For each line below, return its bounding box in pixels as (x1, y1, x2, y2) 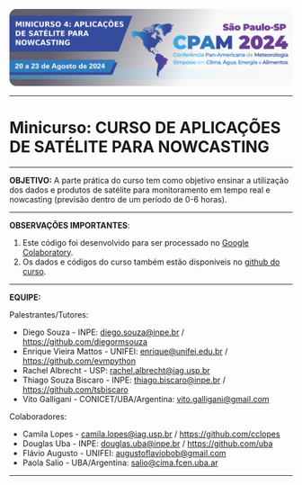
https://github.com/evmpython (22, 355, 137, 366)
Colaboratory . (22, 247, 74, 257)
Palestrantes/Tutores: (9, 309, 89, 319)
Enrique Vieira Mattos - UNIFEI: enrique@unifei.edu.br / (22, 346, 228, 356)
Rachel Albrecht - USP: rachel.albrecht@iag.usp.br (22, 364, 211, 375)
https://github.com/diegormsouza (22, 336, 148, 346)
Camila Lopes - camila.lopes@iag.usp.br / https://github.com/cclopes (22, 428, 280, 439)
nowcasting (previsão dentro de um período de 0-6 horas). (9, 193, 227, 204)
